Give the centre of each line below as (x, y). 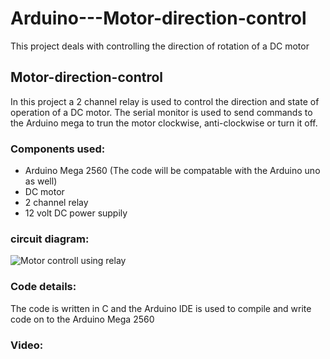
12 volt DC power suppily (76, 213)
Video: (27, 345)
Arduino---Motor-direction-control (158, 18)
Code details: (43, 287)
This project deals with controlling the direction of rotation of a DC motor (160, 46)
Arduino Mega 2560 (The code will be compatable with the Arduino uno (172, 171)
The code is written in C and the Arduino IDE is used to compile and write (161, 308)
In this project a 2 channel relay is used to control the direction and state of (165, 101)
